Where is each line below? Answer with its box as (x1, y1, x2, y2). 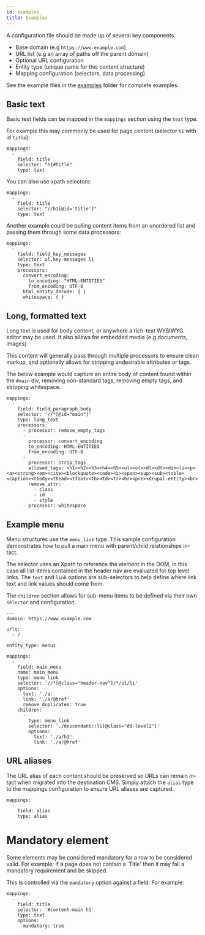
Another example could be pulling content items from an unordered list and (6, 222, 196, 229)
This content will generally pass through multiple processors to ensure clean (6, 352, 199, 360)
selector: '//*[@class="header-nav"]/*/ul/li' (17, 680, 138, 686)
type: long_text (17, 417, 59, 423)
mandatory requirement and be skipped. (6, 866, 108, 874)
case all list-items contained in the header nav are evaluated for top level (6, 567, 190, 574)
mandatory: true (22, 923, 64, 929)
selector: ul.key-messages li (17, 256, 95, 263)
